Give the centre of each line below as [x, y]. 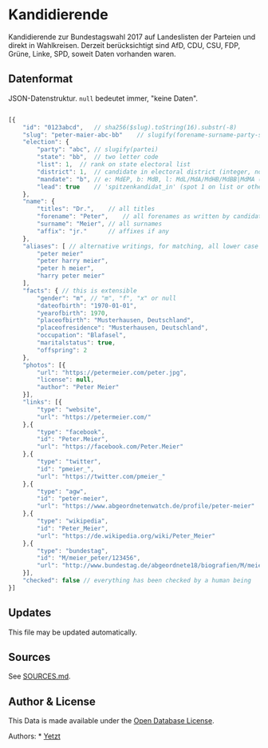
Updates [30, 613]
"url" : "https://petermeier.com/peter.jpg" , [112, 372]
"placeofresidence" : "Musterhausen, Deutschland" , [123, 328]
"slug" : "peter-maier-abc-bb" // [84, 135]
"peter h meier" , [65, 269]
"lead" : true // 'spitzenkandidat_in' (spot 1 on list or [141, 187]
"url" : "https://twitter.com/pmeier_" [101, 476]
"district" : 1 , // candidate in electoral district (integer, [144, 172]
